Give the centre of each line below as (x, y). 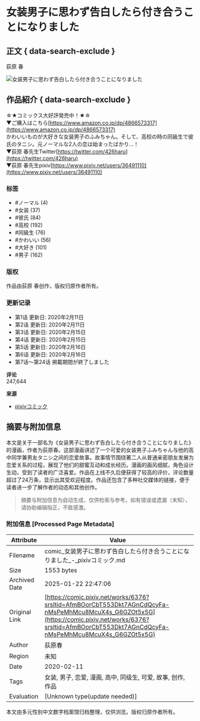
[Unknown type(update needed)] (91, 696)
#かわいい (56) (33, 240)
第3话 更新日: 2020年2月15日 (50, 332)
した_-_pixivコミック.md (91, 560)
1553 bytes (61, 570)
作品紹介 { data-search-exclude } (68, 100)
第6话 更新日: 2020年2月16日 (50, 354)
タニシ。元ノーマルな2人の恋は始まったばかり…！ (78, 144)
